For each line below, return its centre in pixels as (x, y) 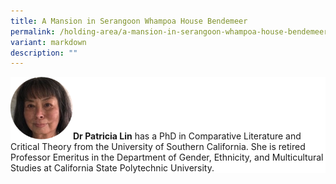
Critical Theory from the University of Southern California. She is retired (158, 147)
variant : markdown (48, 42)
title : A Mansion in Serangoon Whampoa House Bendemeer (129, 21)
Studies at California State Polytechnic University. (112, 168)
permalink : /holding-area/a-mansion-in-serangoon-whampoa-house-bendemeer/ (171, 31)
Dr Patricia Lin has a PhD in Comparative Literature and (187, 136)
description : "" (44, 53)
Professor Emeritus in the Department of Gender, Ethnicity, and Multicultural (167, 157)
